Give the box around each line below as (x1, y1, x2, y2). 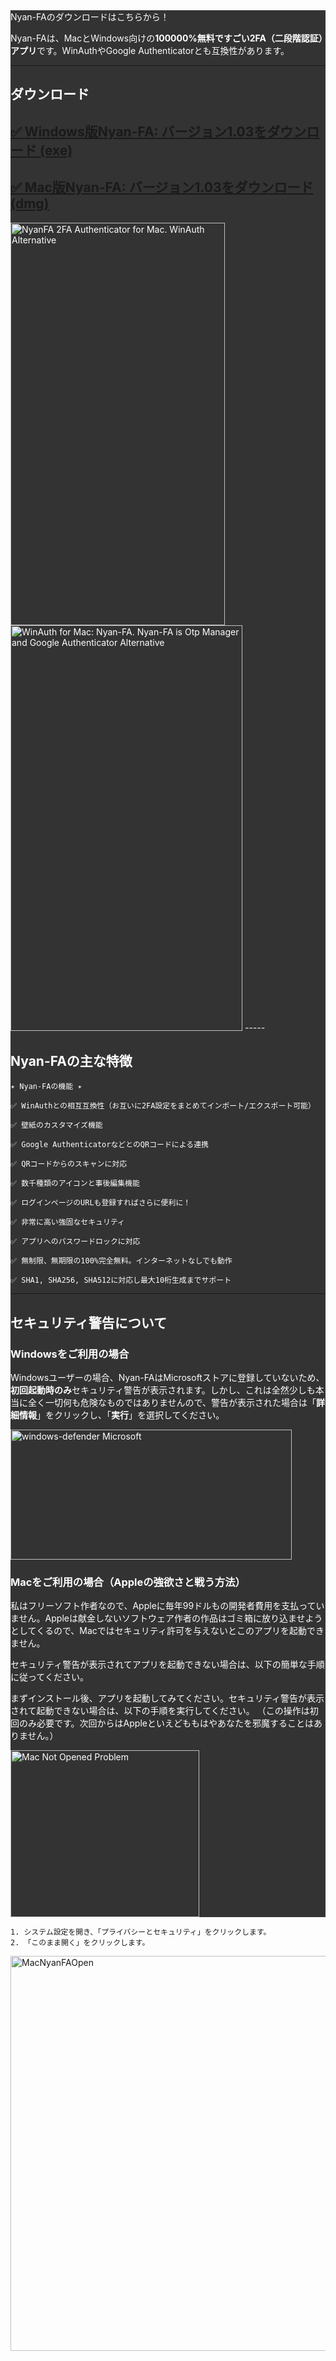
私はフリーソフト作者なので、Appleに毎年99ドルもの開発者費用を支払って (10, 1600, 317, 1612)
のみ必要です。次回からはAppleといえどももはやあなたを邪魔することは (18, 1717, 314, 1729)
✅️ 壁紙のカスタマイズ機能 (10, 1120, 103, 1131)
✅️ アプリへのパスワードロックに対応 (10, 1237, 141, 1247)
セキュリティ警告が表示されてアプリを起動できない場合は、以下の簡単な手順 (10, 1659, 325, 1671)
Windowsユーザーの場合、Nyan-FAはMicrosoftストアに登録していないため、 (10, 1372, 325, 1384)
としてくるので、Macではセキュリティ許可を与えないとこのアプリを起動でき (10, 1625, 325, 1637)
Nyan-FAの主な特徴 (10, 1052, 133, 1069)
